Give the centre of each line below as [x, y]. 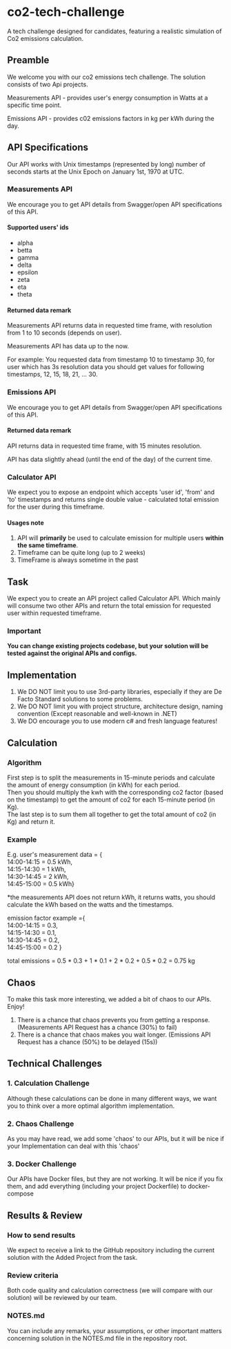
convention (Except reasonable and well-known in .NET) [97, 714]
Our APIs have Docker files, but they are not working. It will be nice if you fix [115, 1179]
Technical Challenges [54, 1064]
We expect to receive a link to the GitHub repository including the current [111, 1250]
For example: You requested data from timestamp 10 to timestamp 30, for [111, 359]
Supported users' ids [38, 227]
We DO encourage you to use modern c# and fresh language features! [117, 721]
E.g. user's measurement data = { [55, 855]
